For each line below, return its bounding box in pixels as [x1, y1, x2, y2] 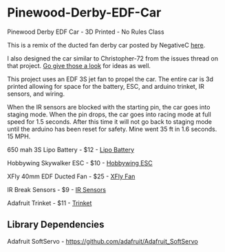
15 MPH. [7, 132, 31, 140]
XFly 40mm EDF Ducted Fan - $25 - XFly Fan [7, 172, 136, 180]
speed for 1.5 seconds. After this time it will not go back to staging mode [7, 117, 212, 125]
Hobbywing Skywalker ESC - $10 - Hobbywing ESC [7, 158, 153, 167]
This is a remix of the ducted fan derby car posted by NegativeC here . [7, 41, 206, 49]
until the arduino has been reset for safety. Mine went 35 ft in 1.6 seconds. [7, 125, 217, 133]
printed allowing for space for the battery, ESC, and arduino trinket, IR [7, 82, 204, 90]
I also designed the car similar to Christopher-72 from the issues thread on [7, 54, 219, 63]
